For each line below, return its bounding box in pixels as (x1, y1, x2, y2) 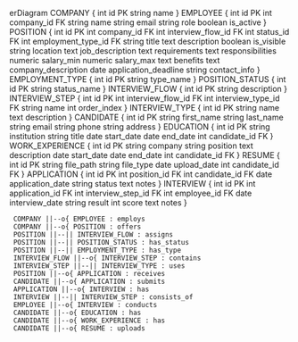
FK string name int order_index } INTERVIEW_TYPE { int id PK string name (9, 103, 279, 113)
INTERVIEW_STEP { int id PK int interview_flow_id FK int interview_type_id (9, 93, 280, 104)
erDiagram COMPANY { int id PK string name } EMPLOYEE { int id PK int (9, 8, 272, 18)
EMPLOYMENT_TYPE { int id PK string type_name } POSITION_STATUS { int (9, 74, 286, 84)
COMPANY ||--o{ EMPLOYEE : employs (12, 214, 145, 223)
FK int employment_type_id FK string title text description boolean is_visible (9, 36, 286, 46)
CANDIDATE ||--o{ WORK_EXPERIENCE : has (12, 316, 166, 325)
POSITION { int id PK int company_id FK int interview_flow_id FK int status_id (9, 27, 290, 37)
